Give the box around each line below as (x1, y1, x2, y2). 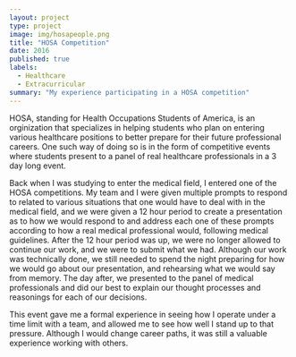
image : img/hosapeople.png (9, 30, 110, 38)
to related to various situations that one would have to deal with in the (9, 196, 266, 207)
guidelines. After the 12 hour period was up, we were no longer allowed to (9, 234, 281, 245)
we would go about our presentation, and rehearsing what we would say (9, 263, 275, 274)
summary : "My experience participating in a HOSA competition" (9, 88, 250, 97)
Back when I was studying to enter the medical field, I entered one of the (9, 177, 277, 188)
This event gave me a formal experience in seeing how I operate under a (9, 309, 276, 319)
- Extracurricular (17, 80, 87, 89)
